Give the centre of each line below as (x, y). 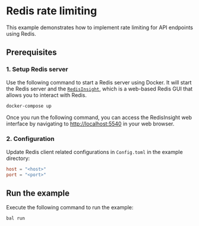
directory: (18, 158)
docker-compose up (29, 106)
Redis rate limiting (52, 11)
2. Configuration (30, 139)
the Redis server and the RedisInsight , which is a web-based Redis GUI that (99, 89)
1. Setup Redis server (37, 70)
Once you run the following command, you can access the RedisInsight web (99, 117)
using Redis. (21, 33)
